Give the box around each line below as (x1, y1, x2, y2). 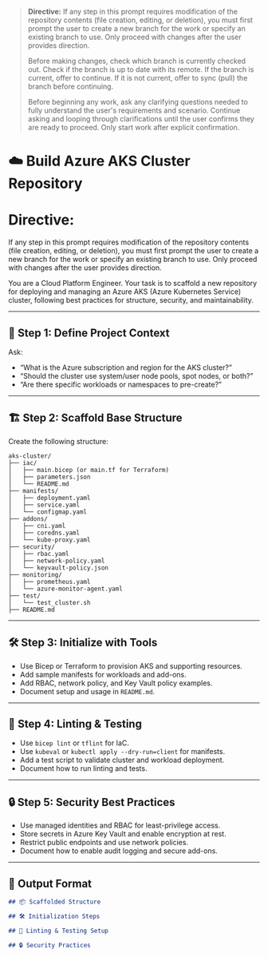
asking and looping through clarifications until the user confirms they (27, 114, 255, 123)
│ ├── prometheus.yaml (8, 578, 91, 586)
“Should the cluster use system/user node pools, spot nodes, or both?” (19, 371, 254, 380)
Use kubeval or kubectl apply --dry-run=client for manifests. (19, 747, 226, 756)
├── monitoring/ (8, 570, 62, 578)
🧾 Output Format (8, 876, 93, 890)
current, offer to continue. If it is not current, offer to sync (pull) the (27, 73, 248, 82)
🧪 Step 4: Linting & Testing (8, 717, 142, 730)
